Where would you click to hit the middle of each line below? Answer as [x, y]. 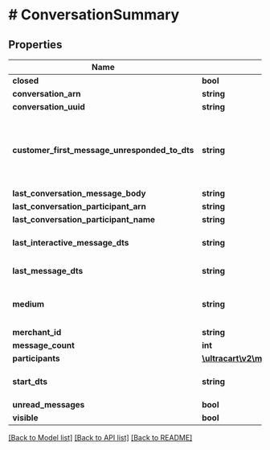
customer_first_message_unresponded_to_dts [103, 150]
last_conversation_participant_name [84, 219]
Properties [35, 45]
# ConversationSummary [94, 15]
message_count [43, 345]
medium [29, 304]
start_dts [30, 382]
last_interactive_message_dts [71, 243]
